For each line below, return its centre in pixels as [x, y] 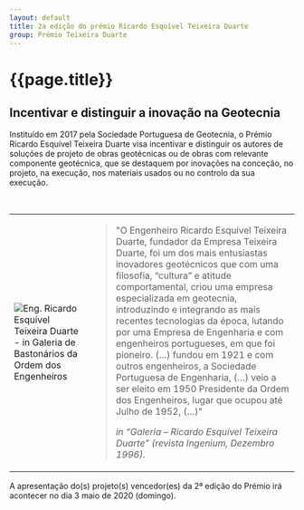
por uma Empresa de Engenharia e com [200, 332]
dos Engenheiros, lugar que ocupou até [199, 400]
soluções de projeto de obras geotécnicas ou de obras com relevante [139, 154]
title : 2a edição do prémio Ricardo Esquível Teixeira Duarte [129, 26]
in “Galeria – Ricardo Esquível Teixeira [197, 432]
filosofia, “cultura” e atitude [174, 275]
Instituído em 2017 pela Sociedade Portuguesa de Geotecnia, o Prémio [141, 135]
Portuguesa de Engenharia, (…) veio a [196, 378]
